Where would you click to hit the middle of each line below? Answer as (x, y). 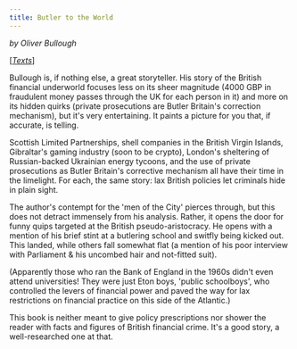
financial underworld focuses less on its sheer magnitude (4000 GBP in (140, 87)
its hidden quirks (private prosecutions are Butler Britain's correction (135, 106)
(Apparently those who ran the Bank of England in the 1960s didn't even (141, 271)
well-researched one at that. (61, 337)
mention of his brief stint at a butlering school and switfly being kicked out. (147, 235)
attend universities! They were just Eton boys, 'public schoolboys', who (140, 281)
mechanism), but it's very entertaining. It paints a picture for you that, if (140, 115)
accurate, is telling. (44, 125)
